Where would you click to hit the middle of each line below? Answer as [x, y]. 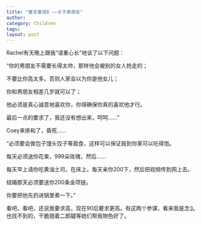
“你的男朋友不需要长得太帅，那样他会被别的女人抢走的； [77, 66]
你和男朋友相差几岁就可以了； [44, 91]
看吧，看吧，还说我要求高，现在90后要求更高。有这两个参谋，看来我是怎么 [101, 209]
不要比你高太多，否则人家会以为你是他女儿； [63, 79]
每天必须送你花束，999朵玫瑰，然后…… [56, 157]
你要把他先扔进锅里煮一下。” [41, 195]
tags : [13, 29]
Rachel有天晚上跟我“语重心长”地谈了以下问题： [65, 53]
